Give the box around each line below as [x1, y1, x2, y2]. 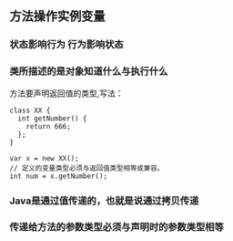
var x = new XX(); [9, 153, 79, 162]
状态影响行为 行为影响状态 [9, 38, 125, 51]
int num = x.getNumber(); [9, 172, 107, 181]
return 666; [25, 121, 71, 131]
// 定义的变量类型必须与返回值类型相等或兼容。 [9, 163, 165, 173]
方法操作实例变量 [9, 8, 106, 25]
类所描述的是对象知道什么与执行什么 [9, 65, 168, 78]
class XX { [9, 106, 51, 115]
